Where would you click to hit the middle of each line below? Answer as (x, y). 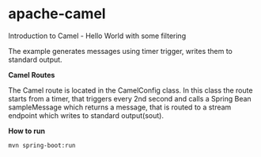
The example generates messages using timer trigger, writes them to (121, 51)
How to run (27, 131)
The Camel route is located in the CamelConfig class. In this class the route (130, 90)
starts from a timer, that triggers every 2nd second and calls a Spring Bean (130, 98)
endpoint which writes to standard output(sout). (86, 115)
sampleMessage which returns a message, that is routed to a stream (120, 107)
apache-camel (57, 14)
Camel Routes (32, 75)
